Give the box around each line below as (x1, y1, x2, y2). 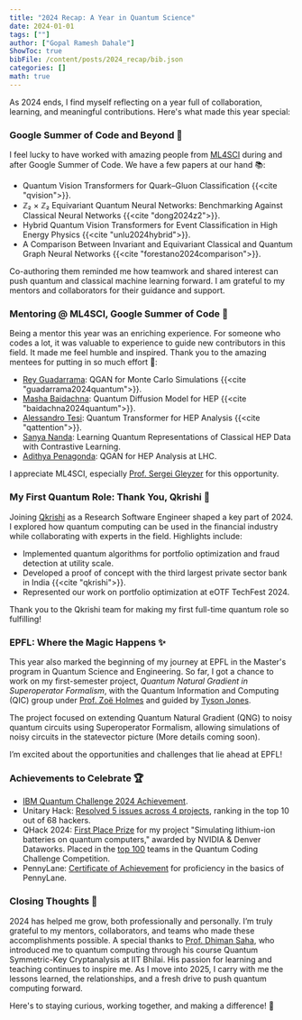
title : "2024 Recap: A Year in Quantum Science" (9, 13, 196, 23)
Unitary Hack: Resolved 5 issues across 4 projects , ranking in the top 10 (22, 805, 290, 816)
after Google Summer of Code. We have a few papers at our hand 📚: (9, 160, 266, 170)
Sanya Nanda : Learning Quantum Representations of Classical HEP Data (22, 432, 291, 443)
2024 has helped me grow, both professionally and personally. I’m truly (9, 915, 273, 926)
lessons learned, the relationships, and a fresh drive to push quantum (9, 973, 268, 984)
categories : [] (9, 64, 67, 73)
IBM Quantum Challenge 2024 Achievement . (22, 795, 188, 807)
